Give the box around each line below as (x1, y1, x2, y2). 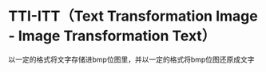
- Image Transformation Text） (8, 27, 216, 45)
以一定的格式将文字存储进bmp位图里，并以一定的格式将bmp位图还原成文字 (8, 55, 255, 64)
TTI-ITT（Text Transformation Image (8, 7, 258, 25)
